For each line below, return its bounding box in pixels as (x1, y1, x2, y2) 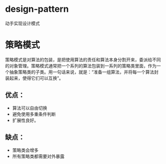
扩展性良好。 (12, 117, 39, 123)
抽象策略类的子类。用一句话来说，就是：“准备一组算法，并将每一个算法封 (9, 69, 159, 75)
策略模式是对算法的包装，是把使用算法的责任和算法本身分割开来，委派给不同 (5, 57, 161, 63)
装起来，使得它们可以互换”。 (5, 75, 64, 81)
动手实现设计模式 (5, 20, 40, 26)
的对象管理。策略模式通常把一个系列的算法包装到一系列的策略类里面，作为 (5, 63, 157, 68)
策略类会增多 (12, 147, 39, 153)
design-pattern (5, 3, 69, 15)
